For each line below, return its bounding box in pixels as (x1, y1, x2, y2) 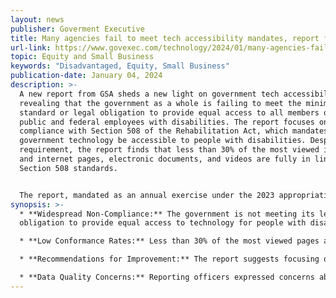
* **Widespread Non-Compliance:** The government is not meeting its (19, 209, 315, 219)
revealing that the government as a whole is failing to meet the (19, 98, 302, 108)
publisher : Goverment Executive (10, 24, 145, 34)
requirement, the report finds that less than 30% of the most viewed (19, 145, 320, 155)
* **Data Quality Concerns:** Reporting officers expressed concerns (19, 272, 315, 282)
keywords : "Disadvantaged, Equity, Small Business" (10, 61, 230, 71)
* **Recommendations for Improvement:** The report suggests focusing (19, 254, 320, 265)
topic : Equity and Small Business (10, 52, 155, 62)
